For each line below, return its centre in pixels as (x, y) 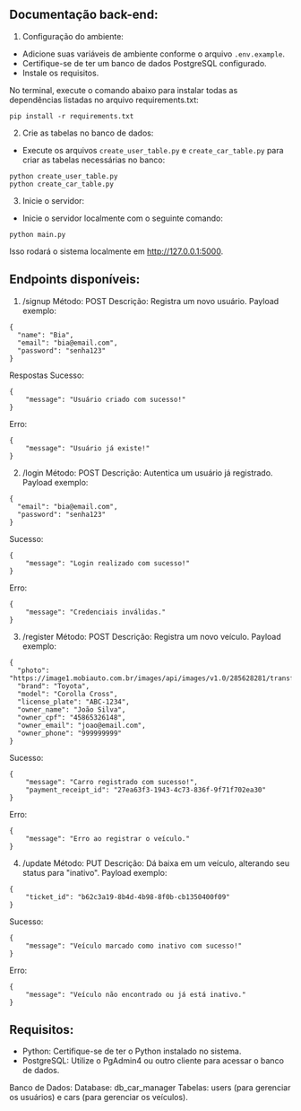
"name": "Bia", (46, 335)
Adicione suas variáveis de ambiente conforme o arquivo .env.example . (153, 54)
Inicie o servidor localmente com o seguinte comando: (123, 218)
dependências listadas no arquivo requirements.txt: (104, 100)
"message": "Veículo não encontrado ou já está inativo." (136, 994)
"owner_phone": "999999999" (70, 733)
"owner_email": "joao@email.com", (82, 725)
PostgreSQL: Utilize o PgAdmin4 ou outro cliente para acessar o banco (153, 1061)
